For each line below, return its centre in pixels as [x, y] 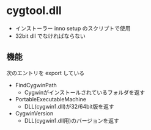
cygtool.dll [34, 11]
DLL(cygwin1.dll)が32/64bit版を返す [69, 106]
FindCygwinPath [36, 85]
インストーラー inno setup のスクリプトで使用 [73, 28]
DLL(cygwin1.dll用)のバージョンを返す [72, 120]
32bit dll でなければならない [50, 36]
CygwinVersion [34, 113]
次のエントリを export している [45, 73]
